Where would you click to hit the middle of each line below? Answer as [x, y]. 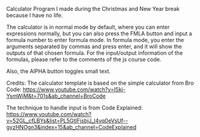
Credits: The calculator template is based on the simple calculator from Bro [100, 83]
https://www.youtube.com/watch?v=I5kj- [74, 90]
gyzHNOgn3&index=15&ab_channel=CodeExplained [71, 127]
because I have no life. [35, 15]
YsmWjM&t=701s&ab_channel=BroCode [56, 96]
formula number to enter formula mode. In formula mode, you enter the [95, 40]
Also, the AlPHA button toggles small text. [59, 71]
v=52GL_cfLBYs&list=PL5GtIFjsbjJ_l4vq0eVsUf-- [67, 121]
